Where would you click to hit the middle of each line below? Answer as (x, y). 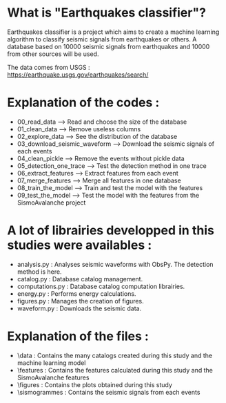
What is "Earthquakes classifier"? (107, 13)
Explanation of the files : (78, 336)
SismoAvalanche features (53, 377)
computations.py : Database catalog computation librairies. (101, 286)
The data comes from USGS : (49, 67)
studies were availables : (80, 245)
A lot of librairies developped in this (111, 231)
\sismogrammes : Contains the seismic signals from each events (109, 392)
